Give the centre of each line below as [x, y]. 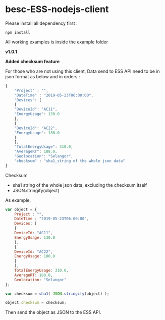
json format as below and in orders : [43, 76]
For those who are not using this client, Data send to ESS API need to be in [82, 71]
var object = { [21, 209]
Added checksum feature [32, 61]
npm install [18, 32]
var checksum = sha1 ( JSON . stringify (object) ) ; [57, 294]
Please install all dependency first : [41, 23]
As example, [18, 200]
